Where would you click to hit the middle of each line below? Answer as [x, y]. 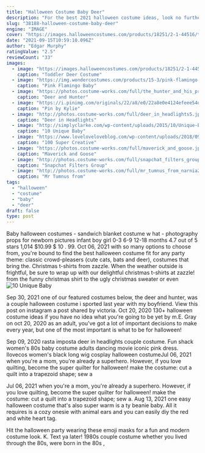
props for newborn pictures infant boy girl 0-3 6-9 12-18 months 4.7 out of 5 [102, 240]
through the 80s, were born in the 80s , [56, 443]
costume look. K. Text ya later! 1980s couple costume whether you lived [97, 437]
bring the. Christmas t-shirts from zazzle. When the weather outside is [95, 266]
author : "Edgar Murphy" [37, 46]
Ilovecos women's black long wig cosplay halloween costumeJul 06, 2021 [99, 355]
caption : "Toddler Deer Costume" [60, 74]
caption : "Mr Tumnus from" [52, 177]
